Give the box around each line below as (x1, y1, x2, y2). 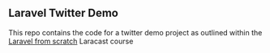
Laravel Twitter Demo (8, 6, 119, 20)
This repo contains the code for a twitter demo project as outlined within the (8, 27, 263, 37)
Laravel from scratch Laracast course (8, 36, 134, 46)
